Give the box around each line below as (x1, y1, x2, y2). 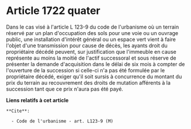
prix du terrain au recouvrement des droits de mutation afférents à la (6, 79, 171, 86)
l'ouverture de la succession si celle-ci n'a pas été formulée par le (6, 67, 165, 74)
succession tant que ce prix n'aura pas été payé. (6, 85, 124, 92)
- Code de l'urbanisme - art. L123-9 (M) (11, 118, 114, 124)
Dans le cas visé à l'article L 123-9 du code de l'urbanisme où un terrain (6, 23, 179, 30)
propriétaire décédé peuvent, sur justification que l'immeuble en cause (6, 48, 176, 55)
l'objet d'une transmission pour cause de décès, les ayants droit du (6, 42, 168, 49)
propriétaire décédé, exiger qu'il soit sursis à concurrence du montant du (6, 73, 182, 80)
